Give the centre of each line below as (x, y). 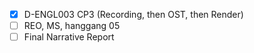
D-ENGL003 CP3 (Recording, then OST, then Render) (133, 14)
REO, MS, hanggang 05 (72, 26)
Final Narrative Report (69, 37)
